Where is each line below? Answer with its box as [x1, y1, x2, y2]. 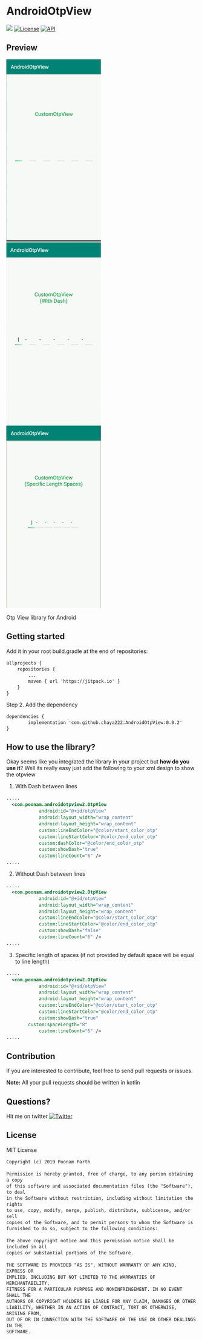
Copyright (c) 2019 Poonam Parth [6, 1159, 91, 1165]
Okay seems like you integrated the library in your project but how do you [6, 758, 190, 765]
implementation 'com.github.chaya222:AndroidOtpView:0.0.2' [28, 719, 183, 726]
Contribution [6, 1051, 56, 1061]
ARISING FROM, [6, 1310, 42, 1316]
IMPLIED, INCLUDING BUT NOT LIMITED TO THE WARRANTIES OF [6, 1274, 155, 1280]
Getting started [6, 631, 65, 641]
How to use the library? [6, 742, 96, 752]
